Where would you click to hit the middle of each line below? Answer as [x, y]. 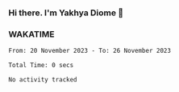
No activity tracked [43, 79]
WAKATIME [31, 34]
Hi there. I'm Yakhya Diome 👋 [66, 13]
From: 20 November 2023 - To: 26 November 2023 [90, 51]
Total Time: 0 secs [41, 66]
